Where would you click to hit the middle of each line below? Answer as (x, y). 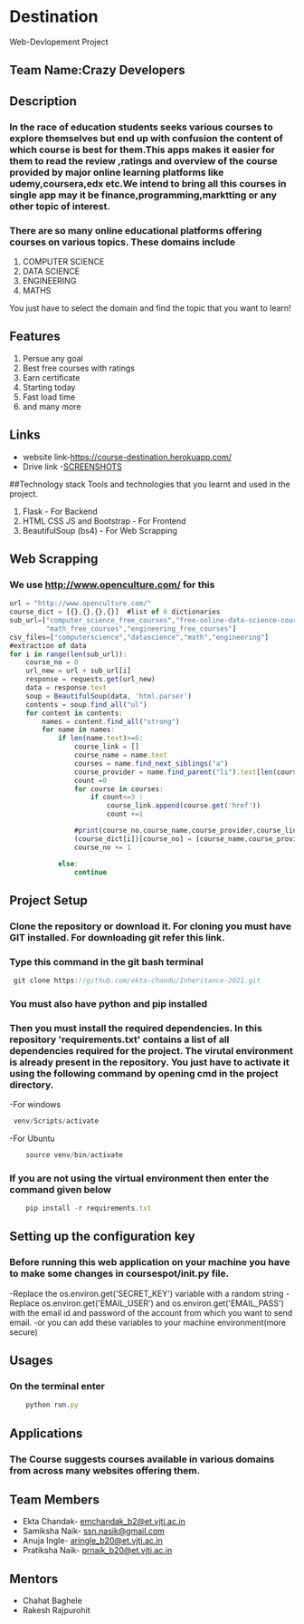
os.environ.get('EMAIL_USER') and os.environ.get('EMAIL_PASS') (163, 1303)
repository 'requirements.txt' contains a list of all (119, 1039)
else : (68, 864)
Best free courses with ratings (79, 368)
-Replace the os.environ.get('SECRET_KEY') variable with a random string (147, 1293)
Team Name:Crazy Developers (97, 70)
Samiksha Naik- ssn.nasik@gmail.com (94, 1531)
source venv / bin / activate (75, 1155)
